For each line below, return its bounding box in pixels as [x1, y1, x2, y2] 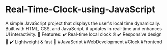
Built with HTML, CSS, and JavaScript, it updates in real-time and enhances [5, 25, 162, 31]
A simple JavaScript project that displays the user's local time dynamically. [5, 20, 160, 26]
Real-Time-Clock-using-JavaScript [5, 4, 155, 15]
